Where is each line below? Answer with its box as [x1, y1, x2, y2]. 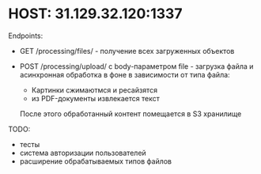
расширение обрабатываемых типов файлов [19, 156, 172, 166]
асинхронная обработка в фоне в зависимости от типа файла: [19, 70, 231, 79]
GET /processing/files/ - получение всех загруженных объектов [19, 46, 235, 55]
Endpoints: [8, 31, 43, 40]
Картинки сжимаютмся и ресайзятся [31, 85, 158, 95]
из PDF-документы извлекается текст [31, 93, 160, 103]
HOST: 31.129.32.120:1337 [8, 5, 183, 23]
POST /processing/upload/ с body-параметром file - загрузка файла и [19, 61, 254, 71]
